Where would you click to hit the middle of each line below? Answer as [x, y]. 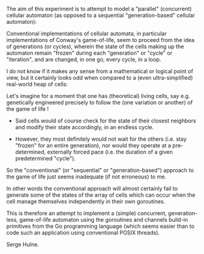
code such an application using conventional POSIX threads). [83, 233]
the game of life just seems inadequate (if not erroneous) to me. [86, 177]
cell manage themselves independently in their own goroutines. [86, 201]
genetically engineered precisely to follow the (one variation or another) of [100, 102]
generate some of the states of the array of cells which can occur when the [101, 195]
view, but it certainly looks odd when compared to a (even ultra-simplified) [100, 78]
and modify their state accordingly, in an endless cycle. [84, 127]
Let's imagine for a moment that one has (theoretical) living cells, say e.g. [98, 96]
